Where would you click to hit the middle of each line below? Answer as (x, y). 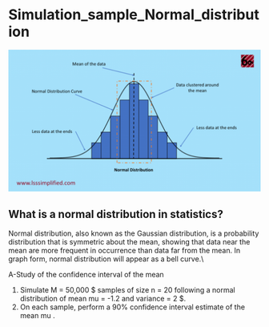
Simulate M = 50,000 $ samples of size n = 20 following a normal (127, 290)
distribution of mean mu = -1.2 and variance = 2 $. (103, 299)
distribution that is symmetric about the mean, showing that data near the (129, 242)
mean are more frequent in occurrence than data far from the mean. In (124, 251)
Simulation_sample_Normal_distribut (134, 15)
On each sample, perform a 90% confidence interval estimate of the (132, 307)
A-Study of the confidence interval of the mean (86, 275)
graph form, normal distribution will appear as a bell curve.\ (106, 259)
